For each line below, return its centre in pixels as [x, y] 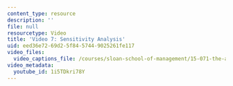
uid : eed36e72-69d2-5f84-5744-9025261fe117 [71, 46]
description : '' [31, 20]
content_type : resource [42, 14]
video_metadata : [31, 65]
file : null [23, 26]
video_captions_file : [45, 59]
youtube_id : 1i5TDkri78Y [49, 71]
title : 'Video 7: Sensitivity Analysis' [67, 40]
